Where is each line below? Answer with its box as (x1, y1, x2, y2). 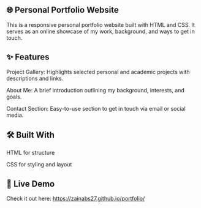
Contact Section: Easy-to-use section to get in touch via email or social (6, 105, 186, 112)
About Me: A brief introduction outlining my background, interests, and (6, 86, 185, 94)
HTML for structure (6, 149, 55, 157)
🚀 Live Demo (6, 179, 55, 189)
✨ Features (6, 52, 50, 62)
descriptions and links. (6, 75, 64, 82)
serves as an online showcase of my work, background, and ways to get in (6, 28, 195, 35)
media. (6, 111, 24, 119)
